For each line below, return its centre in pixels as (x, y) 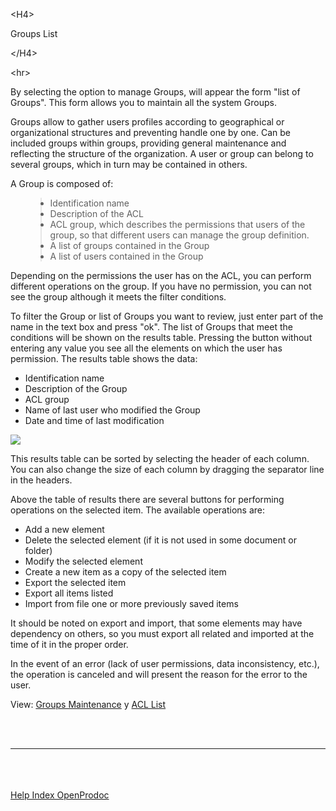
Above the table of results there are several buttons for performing (147, 499)
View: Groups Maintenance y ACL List (88, 704)
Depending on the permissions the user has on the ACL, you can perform (161, 275)
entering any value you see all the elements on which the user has (146, 348)
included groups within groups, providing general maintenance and (148, 143)
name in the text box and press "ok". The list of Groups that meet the (151, 327)
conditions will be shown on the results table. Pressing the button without (161, 337)
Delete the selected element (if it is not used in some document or (160, 540)
